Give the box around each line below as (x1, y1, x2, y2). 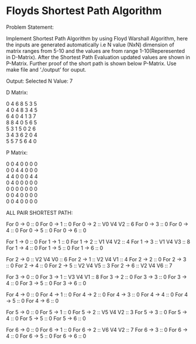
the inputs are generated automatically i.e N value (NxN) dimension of (6, 41, 174, 48)
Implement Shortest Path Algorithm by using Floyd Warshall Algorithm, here (6, 35, 188, 42)
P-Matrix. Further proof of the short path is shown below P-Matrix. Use (6, 60, 177, 67)
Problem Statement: (6, 23, 54, 31)
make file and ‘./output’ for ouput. (6, 66, 87, 73)
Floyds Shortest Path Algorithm (6, 4, 162, 18)
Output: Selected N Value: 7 (6, 77, 73, 85)
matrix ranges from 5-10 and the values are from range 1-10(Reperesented (6, 47, 185, 54)
